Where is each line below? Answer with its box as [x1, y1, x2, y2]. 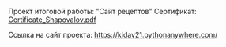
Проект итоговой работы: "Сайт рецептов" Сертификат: [8, 7, 198, 16]
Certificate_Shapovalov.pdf [8, 15, 97, 24]
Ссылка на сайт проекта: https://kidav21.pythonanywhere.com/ [8, 31, 218, 39]
